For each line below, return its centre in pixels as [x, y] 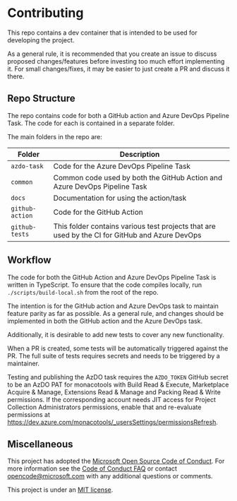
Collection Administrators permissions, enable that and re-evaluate [104, 407]
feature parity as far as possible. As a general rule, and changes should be [116, 313]
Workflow [29, 260]
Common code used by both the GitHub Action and [138, 177]
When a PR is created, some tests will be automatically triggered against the [118, 348]
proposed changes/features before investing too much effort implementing [116, 61]
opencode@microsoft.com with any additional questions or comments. [110, 476]
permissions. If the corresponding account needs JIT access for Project [112, 399]
